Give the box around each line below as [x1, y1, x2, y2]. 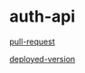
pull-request [9, 36, 56, 47]
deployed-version [9, 53, 76, 64]
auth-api [9, 6, 76, 27]
